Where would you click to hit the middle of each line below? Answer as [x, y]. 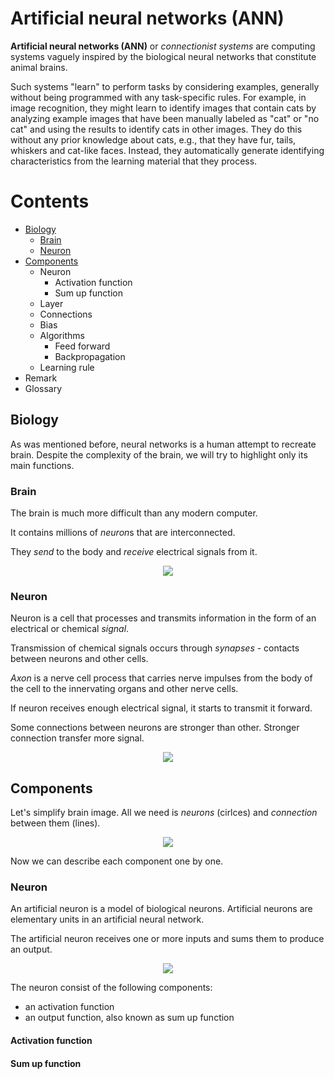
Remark [41, 378]
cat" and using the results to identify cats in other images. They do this [156, 129]
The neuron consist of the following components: [111, 988]
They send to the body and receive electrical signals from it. [134, 551]
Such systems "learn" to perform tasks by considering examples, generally [165, 86]
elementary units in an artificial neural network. [107, 919]
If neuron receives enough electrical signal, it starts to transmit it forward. [161, 708]
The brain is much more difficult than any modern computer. [134, 513]
